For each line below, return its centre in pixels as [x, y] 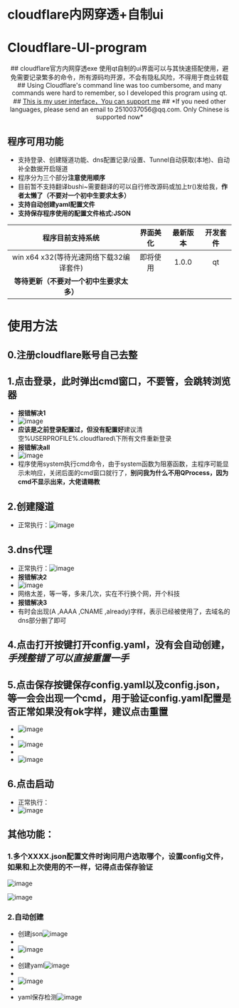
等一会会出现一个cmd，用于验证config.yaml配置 [115, 698]
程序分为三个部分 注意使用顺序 [61, 177]
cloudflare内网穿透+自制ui [85, 15]
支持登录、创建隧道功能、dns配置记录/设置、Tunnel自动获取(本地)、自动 [123, 159]
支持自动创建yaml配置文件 [56, 204]
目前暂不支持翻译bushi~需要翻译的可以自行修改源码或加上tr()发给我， [119, 186]
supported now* [119, 117]
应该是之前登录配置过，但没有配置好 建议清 [80, 429]
